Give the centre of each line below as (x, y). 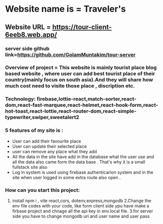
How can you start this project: (42, 190)
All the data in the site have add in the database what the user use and (83, 157)
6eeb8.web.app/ (31, 34)
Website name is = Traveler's (66, 9)
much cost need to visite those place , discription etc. (70, 86)
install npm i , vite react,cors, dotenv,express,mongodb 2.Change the (82, 201)
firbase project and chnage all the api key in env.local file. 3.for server (82, 211)
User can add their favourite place (47, 141)
